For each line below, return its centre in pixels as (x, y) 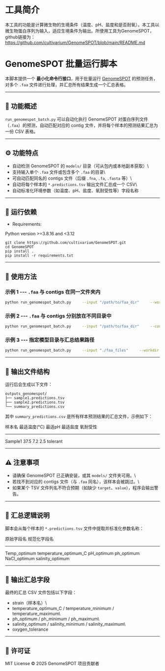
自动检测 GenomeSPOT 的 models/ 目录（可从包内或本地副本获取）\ (80, 166)
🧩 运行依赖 (21, 212)
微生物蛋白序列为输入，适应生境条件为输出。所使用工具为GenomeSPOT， (80, 31)
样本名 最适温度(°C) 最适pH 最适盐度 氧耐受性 (51, 427)
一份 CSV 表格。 (22, 131)
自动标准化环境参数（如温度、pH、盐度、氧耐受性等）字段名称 (75, 191)
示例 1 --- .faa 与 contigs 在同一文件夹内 (53, 292)
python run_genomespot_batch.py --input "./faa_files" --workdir (82, 351)
